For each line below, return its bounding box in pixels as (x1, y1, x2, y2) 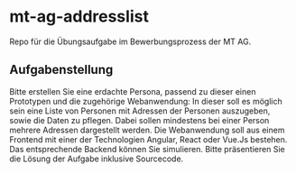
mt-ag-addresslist (9, 6, 149, 27)
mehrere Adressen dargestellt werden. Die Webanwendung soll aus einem (9, 124, 285, 135)
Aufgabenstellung (9, 62, 114, 77)
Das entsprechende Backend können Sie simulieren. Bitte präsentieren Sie (9, 143, 286, 154)
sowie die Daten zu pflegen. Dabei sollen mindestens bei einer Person (9, 114, 270, 125)
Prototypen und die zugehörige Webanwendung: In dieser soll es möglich (9, 96, 282, 106)
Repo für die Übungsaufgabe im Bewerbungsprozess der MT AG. (9, 36, 252, 47)
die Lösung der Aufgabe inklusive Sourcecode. (9, 153, 184, 164)
